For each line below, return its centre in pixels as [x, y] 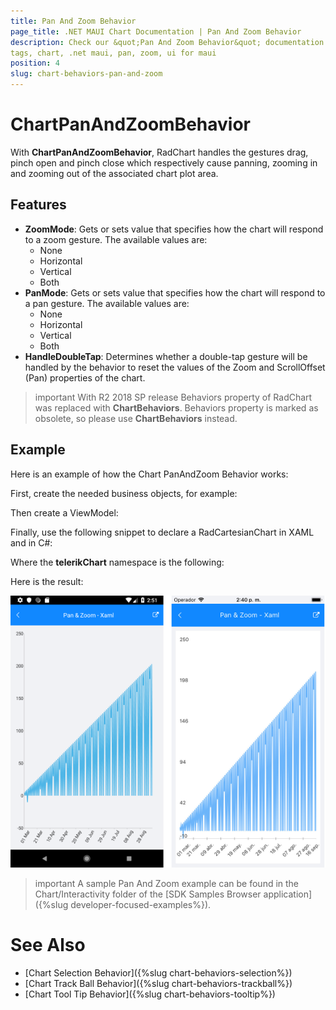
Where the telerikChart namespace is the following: [117, 562]
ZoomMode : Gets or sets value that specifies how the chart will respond [174, 229]
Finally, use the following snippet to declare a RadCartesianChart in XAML [162, 532]
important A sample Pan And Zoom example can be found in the [167, 883]
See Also [48, 944]
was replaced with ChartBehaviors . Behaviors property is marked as [176, 407]
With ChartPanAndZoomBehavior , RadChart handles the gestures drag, [159, 152]
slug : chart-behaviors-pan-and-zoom [86, 74]
